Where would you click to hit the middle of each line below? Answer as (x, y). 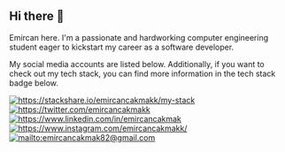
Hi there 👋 (37, 16)
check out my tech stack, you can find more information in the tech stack (142, 73)
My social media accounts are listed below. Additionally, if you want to (137, 64)
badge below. (34, 83)
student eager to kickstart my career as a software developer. (122, 47)
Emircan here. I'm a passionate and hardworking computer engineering (139, 37)
